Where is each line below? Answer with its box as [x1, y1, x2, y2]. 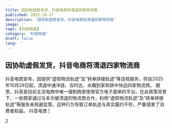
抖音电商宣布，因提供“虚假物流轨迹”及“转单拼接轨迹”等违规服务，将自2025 [5, 75, 163, 82]
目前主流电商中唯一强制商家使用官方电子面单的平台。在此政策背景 [27, 88, 167, 95]
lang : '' [5, 41, 24, 46]
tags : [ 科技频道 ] [5, 27, 39, 32]
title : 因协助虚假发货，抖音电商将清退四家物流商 [5, 7, 98, 13]
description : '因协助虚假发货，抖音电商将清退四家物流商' [5, 17, 116, 22]
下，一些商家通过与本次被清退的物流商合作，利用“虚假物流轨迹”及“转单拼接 [5, 95, 164, 101]
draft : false [5, 36, 33, 41]
